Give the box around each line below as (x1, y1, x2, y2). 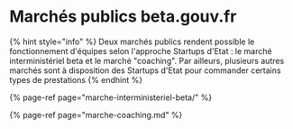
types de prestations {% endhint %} (9, 74, 142, 85)
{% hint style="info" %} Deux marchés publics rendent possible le (9, 36, 255, 47)
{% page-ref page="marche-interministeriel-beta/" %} (9, 92, 213, 103)
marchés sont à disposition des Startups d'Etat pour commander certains (9, 65, 281, 76)
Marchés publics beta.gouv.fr (9, 6, 237, 27)
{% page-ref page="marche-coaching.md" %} (9, 109, 183, 120)
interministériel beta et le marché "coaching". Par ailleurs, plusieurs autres (9, 55, 285, 66)
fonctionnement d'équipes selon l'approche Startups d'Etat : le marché (9, 45, 272, 56)
